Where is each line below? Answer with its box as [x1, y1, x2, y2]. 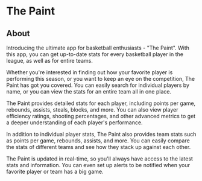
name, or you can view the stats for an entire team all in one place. [6, 88, 172, 95]
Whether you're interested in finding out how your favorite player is [6, 69, 173, 76]
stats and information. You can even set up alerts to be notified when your [6, 162, 190, 168]
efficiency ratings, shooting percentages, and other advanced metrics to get [6, 113, 196, 119]
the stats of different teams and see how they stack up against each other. [6, 144, 191, 150]
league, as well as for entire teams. [6, 57, 93, 64]
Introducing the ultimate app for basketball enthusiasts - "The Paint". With [6, 44, 190, 51]
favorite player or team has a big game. [6, 168, 104, 175]
